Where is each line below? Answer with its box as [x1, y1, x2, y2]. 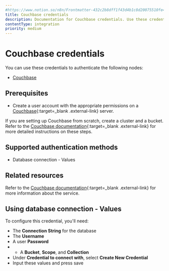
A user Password [12, 239, 49, 245]
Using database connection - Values [5, 204, 122, 213]
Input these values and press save [12, 260, 84, 266]
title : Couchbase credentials [5, 12, 69, 17]
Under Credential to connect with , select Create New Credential [12, 255, 148, 261]
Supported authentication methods [5, 143, 118, 152]
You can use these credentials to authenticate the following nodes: [5, 65, 143, 71]
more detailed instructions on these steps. [5, 128, 93, 134]
